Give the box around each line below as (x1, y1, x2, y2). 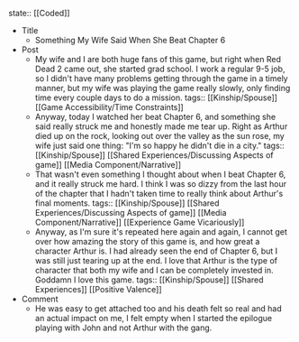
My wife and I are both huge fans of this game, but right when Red (34, 54, 281, 64)
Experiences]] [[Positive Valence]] (34, 284, 163, 294)
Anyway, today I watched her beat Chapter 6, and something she (34, 112, 276, 122)
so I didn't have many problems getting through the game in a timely (34, 73, 289, 84)
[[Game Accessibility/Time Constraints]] (34, 102, 184, 112)
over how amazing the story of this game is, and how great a (34, 236, 260, 246)
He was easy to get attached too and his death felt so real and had (34, 303, 283, 314)
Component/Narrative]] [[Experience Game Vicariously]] (34, 217, 245, 227)
